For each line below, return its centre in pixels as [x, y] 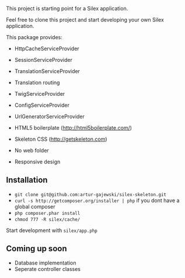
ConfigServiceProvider [42, 105]
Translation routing [37, 82]
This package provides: [34, 37]
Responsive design [37, 162]
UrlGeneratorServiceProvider [49, 117]
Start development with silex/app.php [52, 230]
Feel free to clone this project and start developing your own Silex [85, 20]
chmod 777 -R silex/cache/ [47, 219]
